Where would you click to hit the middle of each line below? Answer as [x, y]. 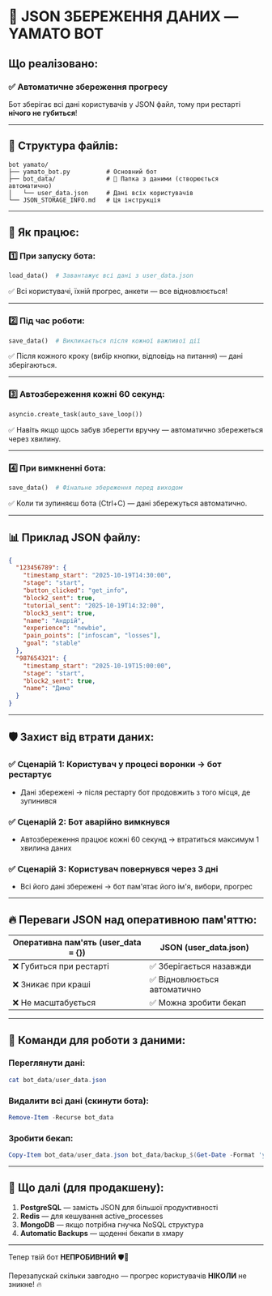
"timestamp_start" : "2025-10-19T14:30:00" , [98, 576]
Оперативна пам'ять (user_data [77, 943]
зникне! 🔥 [25, 1284]
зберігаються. [33, 365]
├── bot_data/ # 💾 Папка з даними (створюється [114, 179]
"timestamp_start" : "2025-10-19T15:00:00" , [98, 666]
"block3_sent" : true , [59, 613]
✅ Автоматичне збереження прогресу [88, 87]
